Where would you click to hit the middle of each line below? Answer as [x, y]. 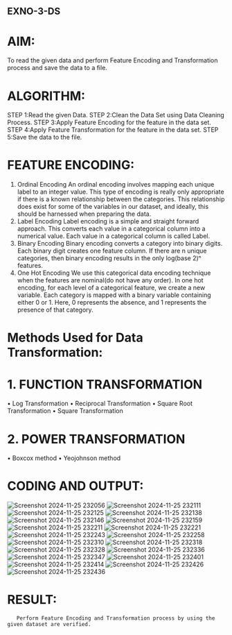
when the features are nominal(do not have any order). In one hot [110, 280]
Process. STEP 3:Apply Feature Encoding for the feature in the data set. [109, 122]
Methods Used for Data [75, 338]
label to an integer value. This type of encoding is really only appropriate [121, 192]
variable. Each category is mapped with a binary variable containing [114, 295]
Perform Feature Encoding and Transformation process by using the [116, 618]
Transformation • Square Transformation [65, 411]
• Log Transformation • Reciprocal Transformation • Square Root [100, 404]
